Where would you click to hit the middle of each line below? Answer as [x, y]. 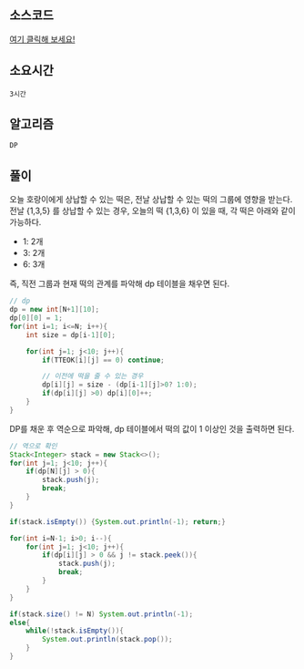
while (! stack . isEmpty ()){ [75, 631]
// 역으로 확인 [33, 446]
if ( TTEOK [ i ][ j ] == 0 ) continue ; [104, 360]
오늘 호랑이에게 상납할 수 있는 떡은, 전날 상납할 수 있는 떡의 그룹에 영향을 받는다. [151, 200]
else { [20, 623]
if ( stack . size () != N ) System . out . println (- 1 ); [101, 614]
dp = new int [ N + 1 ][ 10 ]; [55, 310]
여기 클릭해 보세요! [42, 39]
